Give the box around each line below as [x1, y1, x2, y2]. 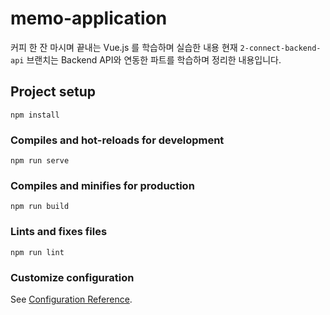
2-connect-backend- [239, 43, 322, 53]
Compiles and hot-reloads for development [10, 133, 225, 147]
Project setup [10, 83, 97, 101]
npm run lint [10, 247, 65, 257]
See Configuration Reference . [10, 293, 133, 305]
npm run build [10, 202, 70, 212]
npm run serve [10, 156, 70, 166]
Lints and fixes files [10, 225, 108, 239]
